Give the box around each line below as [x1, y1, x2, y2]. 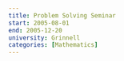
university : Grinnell [8, 33, 81, 42]
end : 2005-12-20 [8, 26, 62, 34]
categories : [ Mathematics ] [8, 41, 98, 49]
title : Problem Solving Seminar [8, 11, 116, 20]
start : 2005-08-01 [8, 19, 70, 27]
